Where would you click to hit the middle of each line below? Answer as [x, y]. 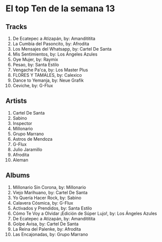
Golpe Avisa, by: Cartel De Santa [46, 224]
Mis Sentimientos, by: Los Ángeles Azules [55, 54]
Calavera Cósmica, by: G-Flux [43, 203]
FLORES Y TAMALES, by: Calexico [47, 75]
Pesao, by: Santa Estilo [36, 65]
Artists [16, 101]
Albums [18, 175]
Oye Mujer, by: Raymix [35, 59]
